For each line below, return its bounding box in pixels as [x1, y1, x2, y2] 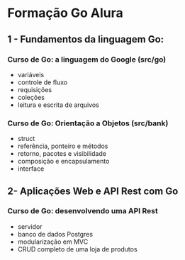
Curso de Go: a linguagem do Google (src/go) [7, 55, 167, 64]
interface [17, 164, 45, 173]
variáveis [17, 70, 45, 79]
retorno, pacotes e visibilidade [17, 149, 106, 158]
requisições [17, 85, 52, 94]
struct [17, 135, 35, 143]
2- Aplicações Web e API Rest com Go [7, 185, 179, 197]
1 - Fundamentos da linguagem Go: [7, 33, 164, 45]
